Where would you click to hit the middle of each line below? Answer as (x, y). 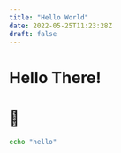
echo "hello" (33, 142)
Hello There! (55, 77)
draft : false (33, 34)
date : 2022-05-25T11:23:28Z (61, 26)
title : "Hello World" (49, 17)
